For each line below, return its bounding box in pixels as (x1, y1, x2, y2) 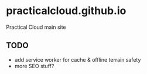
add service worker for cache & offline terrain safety (14, 56, 141, 63)
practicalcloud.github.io (6, 4, 127, 18)
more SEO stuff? (14, 62, 54, 69)
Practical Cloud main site (6, 23, 66, 31)
